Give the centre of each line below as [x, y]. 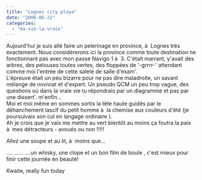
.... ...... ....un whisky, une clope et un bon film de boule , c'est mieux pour [97, 153]
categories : [21, 23]
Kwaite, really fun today [36, 171]
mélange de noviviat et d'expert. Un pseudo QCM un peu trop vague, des [98, 85]
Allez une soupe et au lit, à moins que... [56, 141]
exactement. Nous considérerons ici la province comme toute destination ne [101, 53]
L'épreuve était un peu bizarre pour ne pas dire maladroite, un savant [92, 78]
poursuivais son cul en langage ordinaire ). [59, 117]
